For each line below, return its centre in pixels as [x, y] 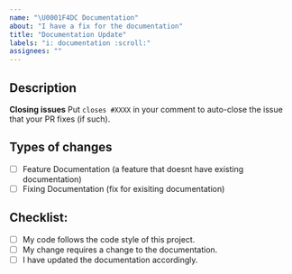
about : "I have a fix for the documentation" [96, 26]
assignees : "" [36, 51]
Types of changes [61, 147]
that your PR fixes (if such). [60, 119]
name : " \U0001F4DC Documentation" [74, 18]
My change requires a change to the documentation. [120, 250]
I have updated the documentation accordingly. [110, 260]
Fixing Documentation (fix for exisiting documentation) [123, 188]
